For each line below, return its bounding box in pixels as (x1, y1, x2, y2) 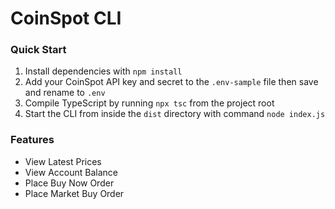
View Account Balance (24, 166, 118, 178)
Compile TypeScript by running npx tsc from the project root (24, 97, 275, 109)
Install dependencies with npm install (24, 65, 183, 77)
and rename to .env (24, 87, 106, 99)
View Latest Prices (24, 155, 102, 167)
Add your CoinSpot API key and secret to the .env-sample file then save (24, 76, 319, 88)
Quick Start (10, 43, 67, 57)
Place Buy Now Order (24, 177, 115, 189)
